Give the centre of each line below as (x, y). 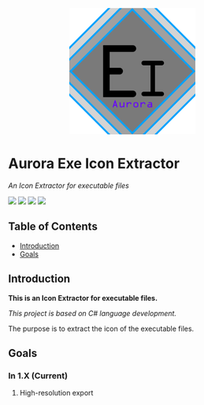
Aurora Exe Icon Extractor (94, 164)
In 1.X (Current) (38, 376)
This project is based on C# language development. (93, 313)
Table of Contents (53, 227)
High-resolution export (56, 393)
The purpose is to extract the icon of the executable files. (101, 328)
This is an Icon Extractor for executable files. (83, 298)
